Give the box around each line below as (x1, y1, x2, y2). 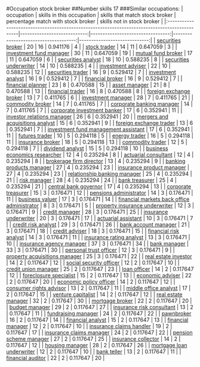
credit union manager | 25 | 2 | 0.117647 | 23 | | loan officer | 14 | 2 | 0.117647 (6, 265, 194, 273)
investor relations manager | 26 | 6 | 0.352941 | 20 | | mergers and (6, 113, 169, 120)
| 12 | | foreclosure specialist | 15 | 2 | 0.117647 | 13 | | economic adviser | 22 (6, 272, 192, 279)
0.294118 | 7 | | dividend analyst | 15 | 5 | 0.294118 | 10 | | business (6, 145, 168, 152)
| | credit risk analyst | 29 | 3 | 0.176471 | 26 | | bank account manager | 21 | (6, 221, 190, 228)
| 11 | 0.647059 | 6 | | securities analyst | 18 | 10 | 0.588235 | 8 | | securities (6, 56, 190, 63)
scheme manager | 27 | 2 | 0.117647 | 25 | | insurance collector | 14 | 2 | (6, 335, 181, 342)
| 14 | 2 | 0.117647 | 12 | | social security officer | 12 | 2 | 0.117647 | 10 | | (6, 259, 180, 266)
